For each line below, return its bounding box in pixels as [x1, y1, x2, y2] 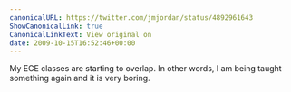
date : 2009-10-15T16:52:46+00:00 [9, 38, 136, 48]
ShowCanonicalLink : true [9, 22, 103, 31]
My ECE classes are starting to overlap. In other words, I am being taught [9, 63, 283, 74]
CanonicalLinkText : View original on [9, 30, 152, 39]
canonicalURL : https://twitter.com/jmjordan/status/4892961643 [9, 13, 254, 23]
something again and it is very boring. [9, 73, 151, 84]
